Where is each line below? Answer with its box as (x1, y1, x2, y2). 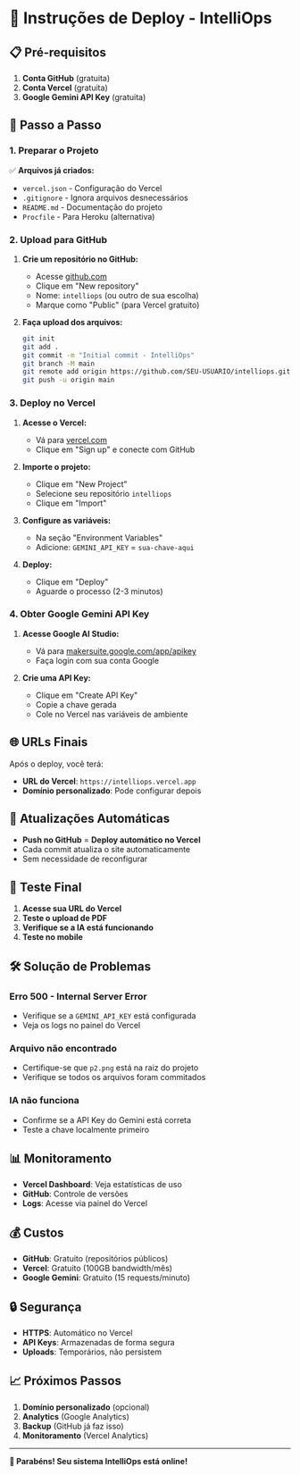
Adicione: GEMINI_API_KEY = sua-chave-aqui (35, 541, 195, 552)
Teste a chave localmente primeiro (21, 1124, 150, 1135)
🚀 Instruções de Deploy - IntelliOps (9, 8, 272, 29)
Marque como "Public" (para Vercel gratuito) (35, 299, 200, 310)
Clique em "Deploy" (35, 576, 109, 587)
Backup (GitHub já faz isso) (21, 1421, 124, 1431)
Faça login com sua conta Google (35, 655, 159, 666)
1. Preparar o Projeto (9, 145, 99, 157)
